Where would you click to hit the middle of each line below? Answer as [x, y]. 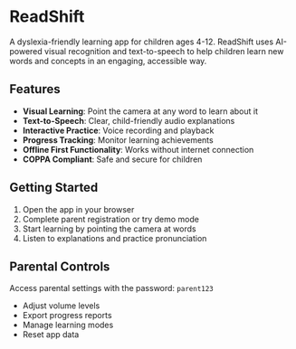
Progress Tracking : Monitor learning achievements [118, 140]
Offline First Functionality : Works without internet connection [138, 149]
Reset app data [51, 335]
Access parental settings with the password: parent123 [112, 288]
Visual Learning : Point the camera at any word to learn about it [140, 111]
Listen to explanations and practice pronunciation [115, 238]
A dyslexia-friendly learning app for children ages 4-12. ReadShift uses [142, 42]
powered [26, 51]
